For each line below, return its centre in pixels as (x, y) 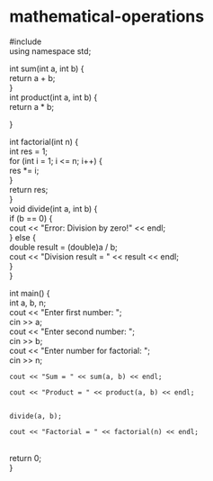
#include (26, 41)
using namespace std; (50, 50)
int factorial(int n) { (44, 141)
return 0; (26, 458)
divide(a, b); (36, 416)
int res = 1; (28, 151)
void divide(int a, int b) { (53, 208)
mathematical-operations (107, 17)
